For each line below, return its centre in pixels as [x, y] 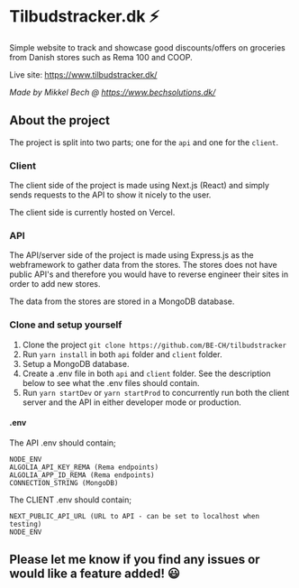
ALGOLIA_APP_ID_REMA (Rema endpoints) [82, 475]
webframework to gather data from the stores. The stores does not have [143, 265]
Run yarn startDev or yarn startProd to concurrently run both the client [156, 392]
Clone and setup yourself [66, 325]
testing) [26, 524]
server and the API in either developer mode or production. [131, 402]
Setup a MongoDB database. [76, 363]
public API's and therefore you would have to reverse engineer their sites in [149, 274]
